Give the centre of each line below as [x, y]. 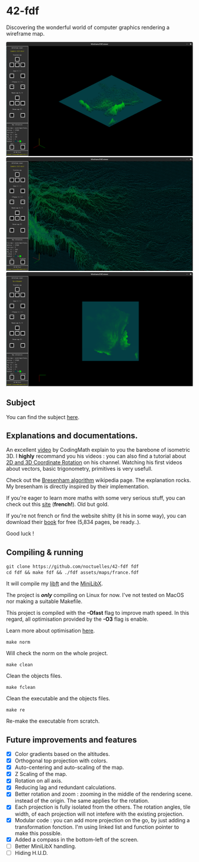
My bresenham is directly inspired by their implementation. [78, 487]
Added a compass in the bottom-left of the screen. [76, 839]
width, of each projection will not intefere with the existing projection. [99, 814]
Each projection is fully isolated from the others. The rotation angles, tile [102, 807]
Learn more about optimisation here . [51, 631]
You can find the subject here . [43, 417]
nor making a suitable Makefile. [44, 601]
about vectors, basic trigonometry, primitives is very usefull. [79, 469]
